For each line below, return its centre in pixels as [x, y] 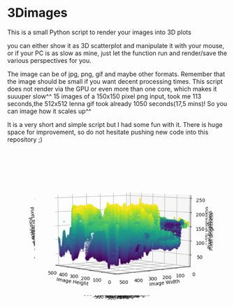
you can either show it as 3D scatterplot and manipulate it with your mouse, [116, 45]
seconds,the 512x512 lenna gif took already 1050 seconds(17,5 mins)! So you [117, 103]
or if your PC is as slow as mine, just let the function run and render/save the [117, 53]
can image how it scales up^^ [50, 111]
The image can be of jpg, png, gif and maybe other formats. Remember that [116, 74]
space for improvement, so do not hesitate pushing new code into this [108, 132]
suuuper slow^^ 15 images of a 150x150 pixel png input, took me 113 [104, 96]
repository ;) [25, 139]
